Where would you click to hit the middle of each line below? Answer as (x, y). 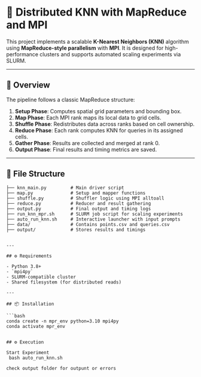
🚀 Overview (28, 85)
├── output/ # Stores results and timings (76, 230)
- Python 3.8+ (24, 266)
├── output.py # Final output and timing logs (79, 209)
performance (22, 54)
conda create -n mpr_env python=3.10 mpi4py (63, 321)
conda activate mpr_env (36, 326)
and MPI (27, 25)
